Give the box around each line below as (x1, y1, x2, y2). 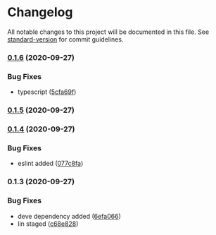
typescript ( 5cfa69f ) (17, 88, 77, 96)
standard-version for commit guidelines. (7, 35, 124, 43)
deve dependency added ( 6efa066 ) (17, 212, 121, 220)
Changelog (7, 4, 73, 20)
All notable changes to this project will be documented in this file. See (7, 28, 210, 36)
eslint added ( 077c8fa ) (17, 159, 84, 168)
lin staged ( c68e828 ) (17, 219, 79, 228)
